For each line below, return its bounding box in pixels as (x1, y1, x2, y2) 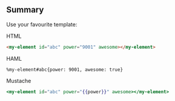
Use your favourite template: (6, 20, 78, 28)
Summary (6, 5, 44, 15)
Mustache (6, 77, 31, 84)
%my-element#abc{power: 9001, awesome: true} (6, 66, 123, 73)
